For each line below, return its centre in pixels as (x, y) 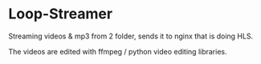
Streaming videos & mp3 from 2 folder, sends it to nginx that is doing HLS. (131, 36)
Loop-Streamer (61, 14)
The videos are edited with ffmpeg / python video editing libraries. (118, 51)
